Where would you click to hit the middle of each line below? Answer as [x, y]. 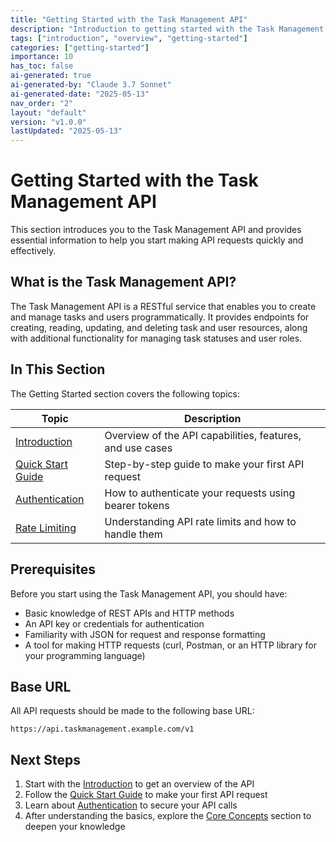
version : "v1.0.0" [48, 122]
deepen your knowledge [75, 827]
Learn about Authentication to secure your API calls [131, 805]
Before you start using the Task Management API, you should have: [149, 593]
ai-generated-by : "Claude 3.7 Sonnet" [91, 85]
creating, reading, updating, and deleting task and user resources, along [159, 327]
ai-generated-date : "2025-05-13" [80, 94]
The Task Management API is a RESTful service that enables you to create [163, 306]
